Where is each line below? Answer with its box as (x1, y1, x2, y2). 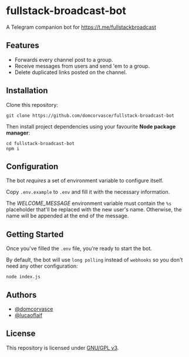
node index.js (6, 274, 41, 280)
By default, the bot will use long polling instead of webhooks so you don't (6, 257, 183, 264)
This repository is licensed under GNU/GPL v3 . (6, 344, 119, 351)
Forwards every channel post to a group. (14, 56, 113, 63)
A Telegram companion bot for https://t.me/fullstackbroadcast (6, 23, 157, 31)
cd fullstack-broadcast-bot (6, 140, 75, 146)
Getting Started (6, 229, 64, 239)
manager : (6, 129, 31, 136)
